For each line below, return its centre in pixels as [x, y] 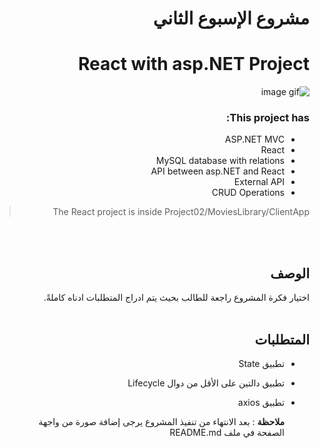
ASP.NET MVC [254, 139]
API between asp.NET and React [217, 171]
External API [259, 182]
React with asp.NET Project [193, 64]
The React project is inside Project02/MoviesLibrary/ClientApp [181, 212]
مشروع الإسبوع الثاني [231, 18]
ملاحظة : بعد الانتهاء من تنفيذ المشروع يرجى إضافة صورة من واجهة [161, 422]
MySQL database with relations [220, 161]
